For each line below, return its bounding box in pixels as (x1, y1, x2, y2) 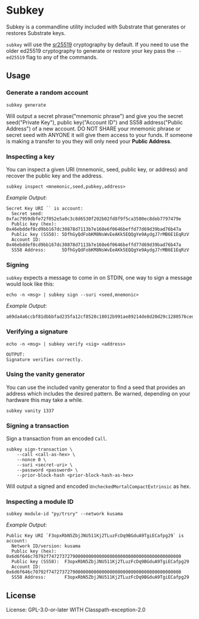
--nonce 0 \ (17, 457, 46, 463)
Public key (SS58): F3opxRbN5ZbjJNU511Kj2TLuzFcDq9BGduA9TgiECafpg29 (11, 559, 190, 565)
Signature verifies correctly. (6, 356, 84, 362)
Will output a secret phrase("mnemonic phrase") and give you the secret (6, 112, 184, 119)
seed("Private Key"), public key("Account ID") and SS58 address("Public (6, 119, 184, 126)
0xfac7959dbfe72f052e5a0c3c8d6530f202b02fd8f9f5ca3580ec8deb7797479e (6, 216, 182, 222)
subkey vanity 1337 (6, 407, 54, 414)
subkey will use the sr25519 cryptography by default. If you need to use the (6, 41, 189, 48)
